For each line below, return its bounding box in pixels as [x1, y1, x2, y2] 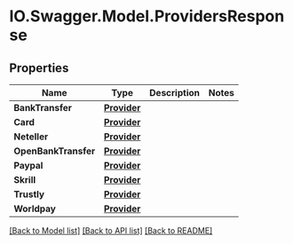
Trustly [13, 188, 45, 201]
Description [149, 87, 200, 98]
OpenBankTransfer [13, 145, 96, 157]
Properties [9, 60, 69, 75]
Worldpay [13, 202, 56, 215]
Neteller [13, 130, 49, 143]
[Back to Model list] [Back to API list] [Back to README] [9, 225, 213, 236]
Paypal [13, 160, 44, 171]
